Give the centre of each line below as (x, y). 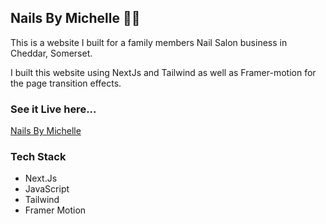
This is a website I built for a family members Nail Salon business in (149, 42)
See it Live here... (53, 109)
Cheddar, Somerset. (51, 53)
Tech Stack (38, 157)
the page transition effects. (66, 83)
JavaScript (47, 189)
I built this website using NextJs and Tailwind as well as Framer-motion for (163, 72)
